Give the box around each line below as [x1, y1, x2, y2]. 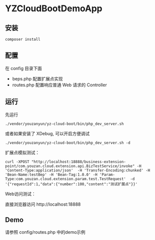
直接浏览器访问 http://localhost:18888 [5, 201, 81, 207]
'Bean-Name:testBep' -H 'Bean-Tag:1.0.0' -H [5, 172, 98, 177]
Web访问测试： [5, 191, 36, 196]
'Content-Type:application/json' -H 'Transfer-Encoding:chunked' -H [5, 168, 151, 173]
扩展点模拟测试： [5, 149, 40, 155]
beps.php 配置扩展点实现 [12, 75, 63, 81]
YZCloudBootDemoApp [5, 3, 103, 14]
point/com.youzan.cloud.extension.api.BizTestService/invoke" [5, 164, 135, 168]
